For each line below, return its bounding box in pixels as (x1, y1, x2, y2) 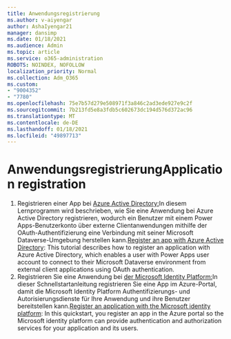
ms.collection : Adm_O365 (7, 74, 79, 81)
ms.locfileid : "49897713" (7, 132, 81, 139)
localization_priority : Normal (7, 68, 97, 75)
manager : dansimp (7, 29, 57, 37)
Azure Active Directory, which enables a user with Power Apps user (17, 251, 210, 259)
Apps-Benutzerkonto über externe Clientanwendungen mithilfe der (17, 222, 208, 230)
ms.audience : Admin (7, 42, 63, 49)
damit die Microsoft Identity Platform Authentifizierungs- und (17, 287, 190, 296)
